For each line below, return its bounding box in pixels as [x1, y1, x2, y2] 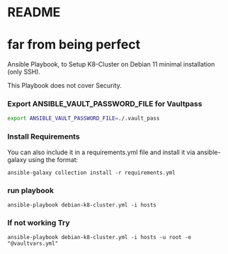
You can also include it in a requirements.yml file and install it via [7, 148, 196, 156]
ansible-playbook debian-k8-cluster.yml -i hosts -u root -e [7, 234, 192, 241]
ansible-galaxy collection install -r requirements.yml [7, 169, 176, 176]
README [7, 4, 61, 21]
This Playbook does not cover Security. [7, 81, 122, 90]
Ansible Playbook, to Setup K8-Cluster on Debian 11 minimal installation [7, 60, 215, 69]
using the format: [28, 155, 79, 163]
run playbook [7, 185, 55, 195]
